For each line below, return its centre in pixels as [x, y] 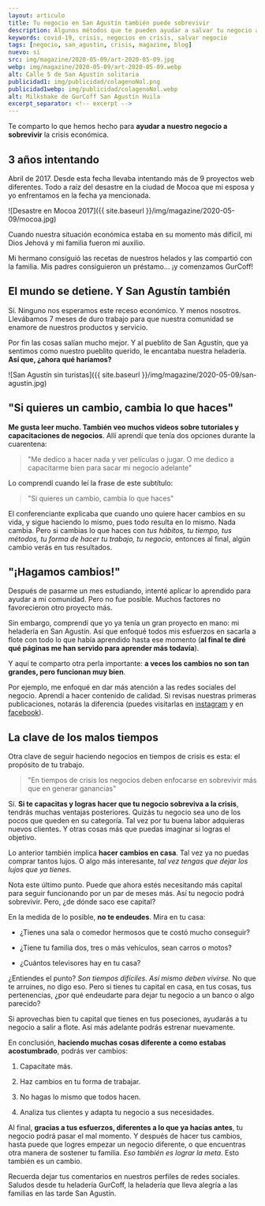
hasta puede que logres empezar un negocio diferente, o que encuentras [127, 1144]
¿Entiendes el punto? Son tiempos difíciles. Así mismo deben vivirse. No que [132, 978]
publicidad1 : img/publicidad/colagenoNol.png [84, 81]
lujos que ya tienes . [40, 870]
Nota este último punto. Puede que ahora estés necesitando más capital [125, 885]
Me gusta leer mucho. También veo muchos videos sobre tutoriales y [123, 427]
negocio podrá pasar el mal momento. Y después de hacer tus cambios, [125, 1136]
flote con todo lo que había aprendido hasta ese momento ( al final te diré [127, 640]
